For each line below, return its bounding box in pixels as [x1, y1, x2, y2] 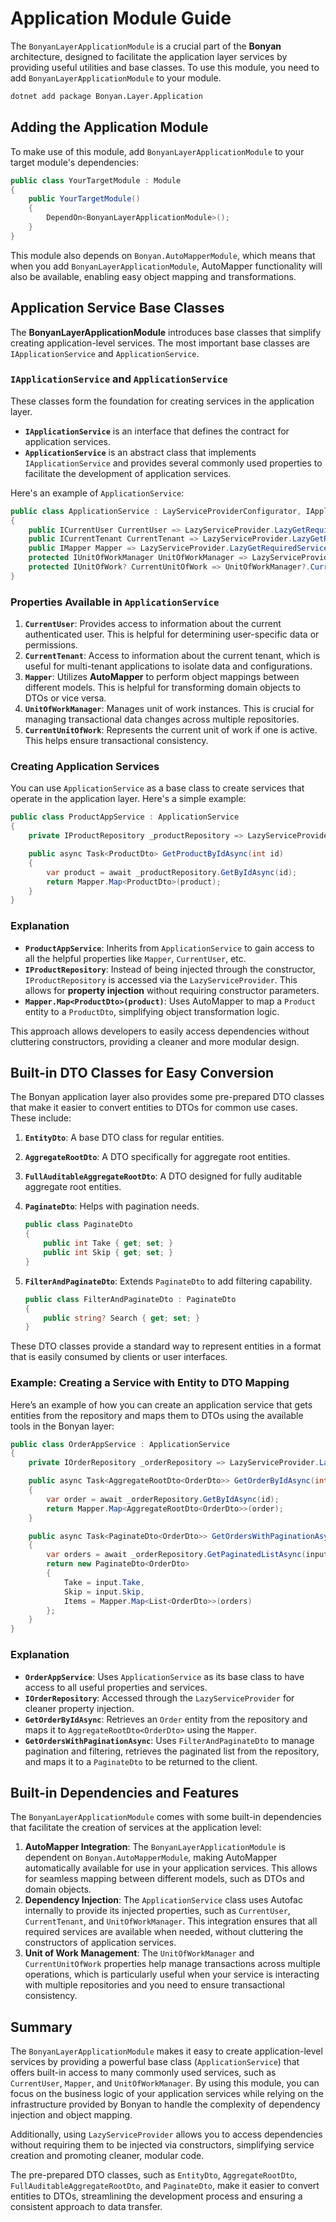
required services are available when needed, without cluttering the [24, 1926, 304, 1938]
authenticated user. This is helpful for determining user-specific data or [24, 628, 320, 641]
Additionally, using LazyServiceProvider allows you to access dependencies [10, 2128, 323, 2141]
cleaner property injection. [24, 1702, 135, 1714]
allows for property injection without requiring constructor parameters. [24, 984, 320, 996]
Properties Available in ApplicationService [10, 595, 220, 609]
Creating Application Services [10, 760, 160, 774]
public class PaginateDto [24, 1220, 133, 1230]
